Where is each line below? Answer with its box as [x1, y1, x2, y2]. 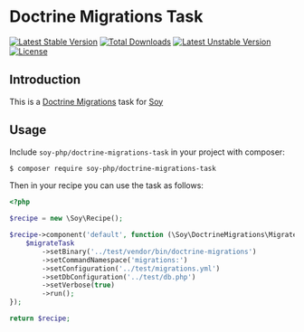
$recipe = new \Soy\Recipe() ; [9, 214, 124, 223]
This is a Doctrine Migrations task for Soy [9, 96, 164, 107]
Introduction [9, 72, 81, 88]
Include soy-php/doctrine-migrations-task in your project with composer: [9, 147, 285, 157]
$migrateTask [25, 239, 75, 248]
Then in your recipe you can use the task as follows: [9, 180, 204, 191]
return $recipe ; [9, 314, 71, 323]
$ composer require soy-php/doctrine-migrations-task [9, 164, 217, 173]
